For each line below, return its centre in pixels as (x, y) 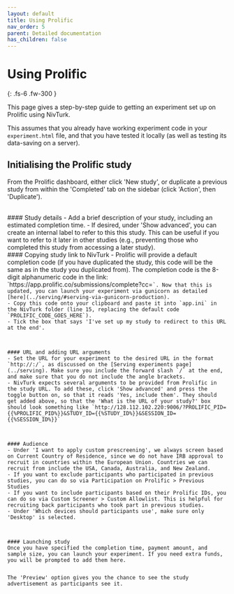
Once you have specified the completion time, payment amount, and (108, 548)
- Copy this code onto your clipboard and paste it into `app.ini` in (112, 303)
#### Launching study (39, 542)
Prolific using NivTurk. (39, 115)
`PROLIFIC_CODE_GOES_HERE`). (50, 315)
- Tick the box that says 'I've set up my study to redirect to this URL (117, 321)
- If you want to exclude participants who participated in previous (111, 475)
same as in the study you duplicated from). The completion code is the (109, 269)
